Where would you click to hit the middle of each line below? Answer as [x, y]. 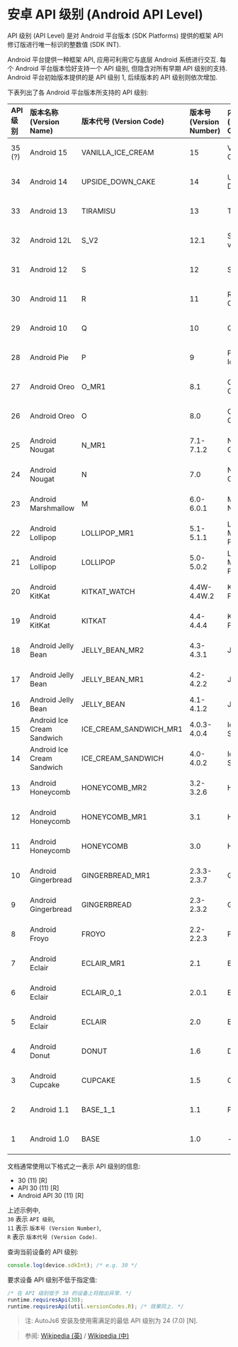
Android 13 [49, 211]
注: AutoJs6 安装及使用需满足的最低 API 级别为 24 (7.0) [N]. [111, 1321]
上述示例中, [24, 1210]
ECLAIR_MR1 [103, 963]
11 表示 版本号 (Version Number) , [54, 1228]
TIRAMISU [98, 211]
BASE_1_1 [98, 1109]
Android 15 [49, 152]
